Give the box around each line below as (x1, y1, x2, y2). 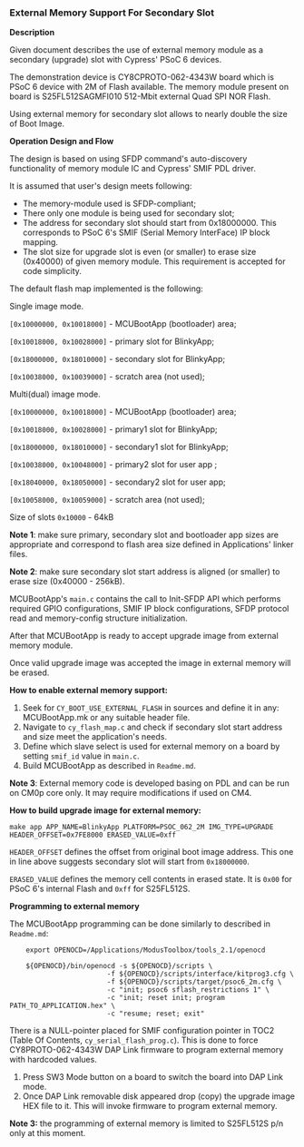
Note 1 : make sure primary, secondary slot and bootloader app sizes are (9, 529, 279, 541)
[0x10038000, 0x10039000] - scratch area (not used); (9, 371, 206, 382)
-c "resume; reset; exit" (106, 1009, 205, 1018)
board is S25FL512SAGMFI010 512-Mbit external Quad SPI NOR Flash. (9, 91, 271, 102)
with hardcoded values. (9, 1054, 97, 1065)
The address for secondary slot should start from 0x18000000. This (22, 218, 277, 229)
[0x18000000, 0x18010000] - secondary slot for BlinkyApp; (9, 354, 225, 365)
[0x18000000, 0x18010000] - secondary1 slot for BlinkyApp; (9, 442, 229, 453)
